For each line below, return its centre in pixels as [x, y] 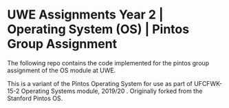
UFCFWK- [208, 83]
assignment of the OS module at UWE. [62, 70]
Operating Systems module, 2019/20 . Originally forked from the [112, 91]
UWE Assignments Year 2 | [85, 15]
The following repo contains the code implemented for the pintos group [108, 63]
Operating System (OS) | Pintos [98, 29]
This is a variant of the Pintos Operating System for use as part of [100, 83]
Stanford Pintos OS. [35, 98]
